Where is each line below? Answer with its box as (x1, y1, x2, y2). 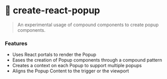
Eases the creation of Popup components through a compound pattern (12, 57, 162, 63)
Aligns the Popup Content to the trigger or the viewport (12, 68, 129, 74)
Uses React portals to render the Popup (12, 51, 97, 58)
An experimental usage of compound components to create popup (17, 22, 159, 28)
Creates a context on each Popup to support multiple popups (12, 63, 142, 69)
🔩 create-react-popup (5, 5, 101, 16)
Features (5, 39, 28, 47)
